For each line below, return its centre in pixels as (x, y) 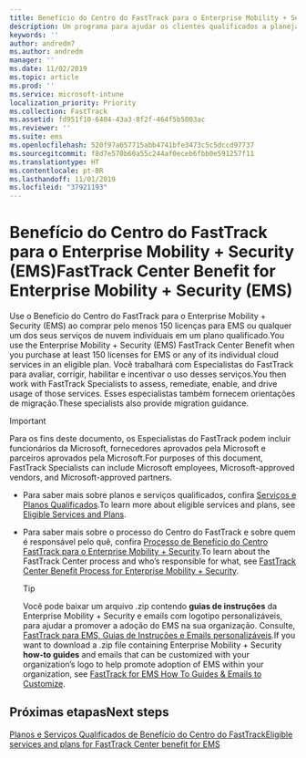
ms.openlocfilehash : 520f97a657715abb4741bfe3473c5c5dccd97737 (132, 145)
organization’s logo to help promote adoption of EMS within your (143, 665)
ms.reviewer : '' (40, 129)
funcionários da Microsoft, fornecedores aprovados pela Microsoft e (138, 449)
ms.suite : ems (36, 137)
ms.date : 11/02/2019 (49, 69)
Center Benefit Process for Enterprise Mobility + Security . (131, 571)
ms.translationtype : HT (55, 162)
